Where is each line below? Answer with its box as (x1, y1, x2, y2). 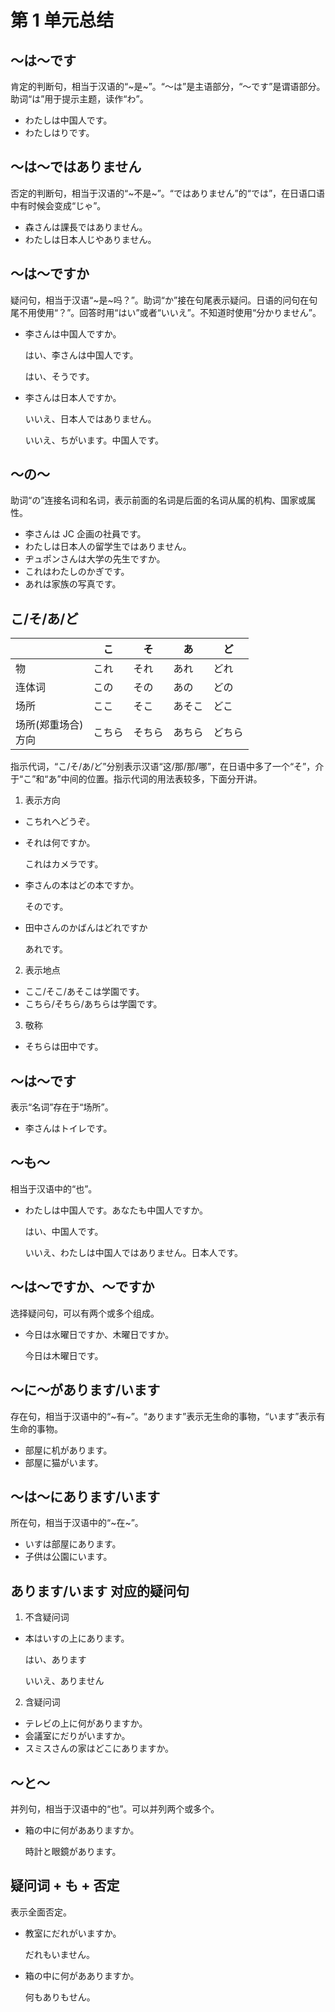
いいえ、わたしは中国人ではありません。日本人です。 (24, 1246, 243, 1258)
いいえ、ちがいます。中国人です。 (24, 434, 164, 446)
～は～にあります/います (10, 1488, 161, 1505)
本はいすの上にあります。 (24, 1632, 130, 1645)
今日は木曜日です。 (24, 1349, 104, 1361)
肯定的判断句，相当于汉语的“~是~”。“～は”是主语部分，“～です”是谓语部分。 (10, 81, 326, 92)
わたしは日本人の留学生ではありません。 (24, 541, 192, 553)
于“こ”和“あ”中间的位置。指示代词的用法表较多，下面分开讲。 (10, 773, 263, 785)
